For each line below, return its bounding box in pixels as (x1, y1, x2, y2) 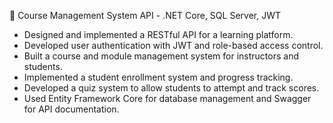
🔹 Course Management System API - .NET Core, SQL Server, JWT (9, 10, 281, 21)
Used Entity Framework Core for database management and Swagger (23, 93, 312, 104)
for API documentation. (23, 103, 120, 115)
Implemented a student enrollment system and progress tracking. (23, 71, 294, 83)
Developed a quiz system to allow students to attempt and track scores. (23, 82, 320, 94)
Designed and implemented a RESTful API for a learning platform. (23, 29, 294, 40)
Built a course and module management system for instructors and (23, 50, 299, 62)
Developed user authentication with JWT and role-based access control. (23, 40, 324, 51)
